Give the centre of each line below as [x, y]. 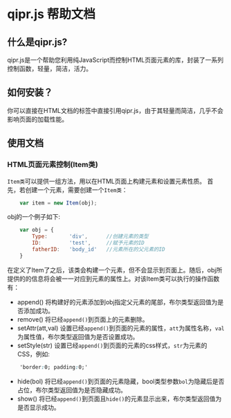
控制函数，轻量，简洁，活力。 [49, 69]
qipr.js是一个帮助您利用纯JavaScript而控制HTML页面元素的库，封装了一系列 [115, 60]
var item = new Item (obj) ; [58, 203]
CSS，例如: [34, 354]
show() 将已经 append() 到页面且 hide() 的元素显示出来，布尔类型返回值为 [119, 399]
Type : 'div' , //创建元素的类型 [90, 236]
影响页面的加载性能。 [37, 119]
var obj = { [37, 230]
